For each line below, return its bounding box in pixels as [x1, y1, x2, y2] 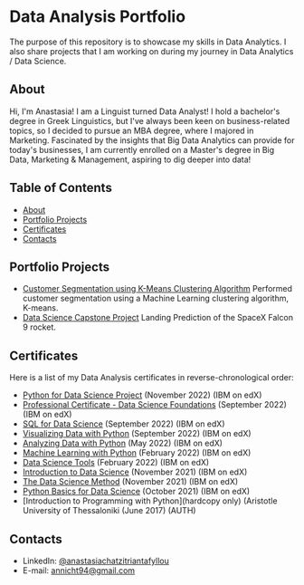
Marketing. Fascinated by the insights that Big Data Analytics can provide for [9, 134, 295, 146]
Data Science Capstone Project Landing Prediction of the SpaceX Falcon [22, 312, 294, 323]
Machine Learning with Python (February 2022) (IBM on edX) [22, 447, 252, 458]
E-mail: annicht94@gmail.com [22, 565, 136, 576]
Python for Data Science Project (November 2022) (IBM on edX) [22, 389, 262, 400]
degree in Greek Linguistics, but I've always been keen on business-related [9, 115, 290, 126]
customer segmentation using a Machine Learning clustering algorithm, [22, 292, 290, 304]
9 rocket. [22, 321, 56, 332]
